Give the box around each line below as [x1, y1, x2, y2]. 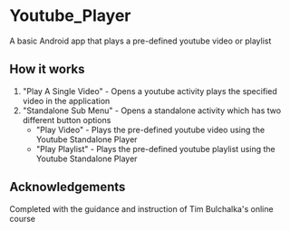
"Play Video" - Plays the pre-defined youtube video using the [35, 124, 266, 135]
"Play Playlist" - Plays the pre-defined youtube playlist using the [35, 143, 275, 154]
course [9, 213, 36, 224]
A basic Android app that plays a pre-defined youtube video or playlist [9, 35, 272, 46]
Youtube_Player [9, 5, 131, 26]
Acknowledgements [9, 179, 126, 195]
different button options [22, 114, 111, 125]
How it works [9, 62, 85, 77]
